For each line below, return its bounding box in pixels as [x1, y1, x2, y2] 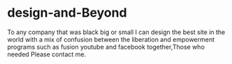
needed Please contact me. [7, 50, 86, 58]
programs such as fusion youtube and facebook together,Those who [7, 42, 205, 51]
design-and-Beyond [7, 5, 127, 21]
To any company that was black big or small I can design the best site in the [7, 28, 226, 36]
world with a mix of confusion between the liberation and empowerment [7, 35, 215, 43]
